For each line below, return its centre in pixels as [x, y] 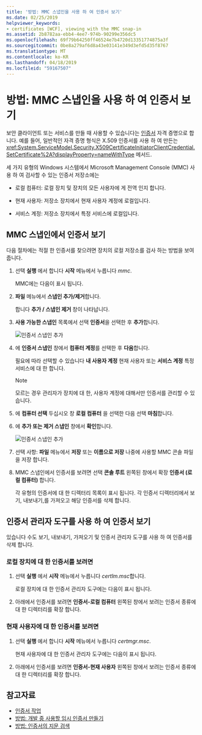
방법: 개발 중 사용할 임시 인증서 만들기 [59, 719]
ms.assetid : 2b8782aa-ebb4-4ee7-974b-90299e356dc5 [71, 35]
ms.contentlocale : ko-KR [37, 57]
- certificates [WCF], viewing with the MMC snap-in [74, 29]
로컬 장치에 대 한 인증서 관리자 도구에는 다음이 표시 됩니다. [83, 589]
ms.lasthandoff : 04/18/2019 [42, 62]
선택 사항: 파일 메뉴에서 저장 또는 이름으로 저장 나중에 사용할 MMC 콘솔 [99, 452]
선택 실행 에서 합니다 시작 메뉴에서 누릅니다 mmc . [73, 271]
